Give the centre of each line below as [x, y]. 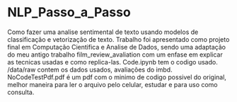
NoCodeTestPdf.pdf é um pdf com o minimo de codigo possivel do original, [117, 77]
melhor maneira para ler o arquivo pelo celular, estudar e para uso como [112, 84]
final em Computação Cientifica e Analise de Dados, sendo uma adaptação [117, 47]
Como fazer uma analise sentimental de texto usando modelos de [103, 32]
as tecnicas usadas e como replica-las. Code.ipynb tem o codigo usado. [112, 62]
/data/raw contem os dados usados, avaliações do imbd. [90, 69]
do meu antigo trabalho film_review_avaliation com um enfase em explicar [115, 55]
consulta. [21, 92]
